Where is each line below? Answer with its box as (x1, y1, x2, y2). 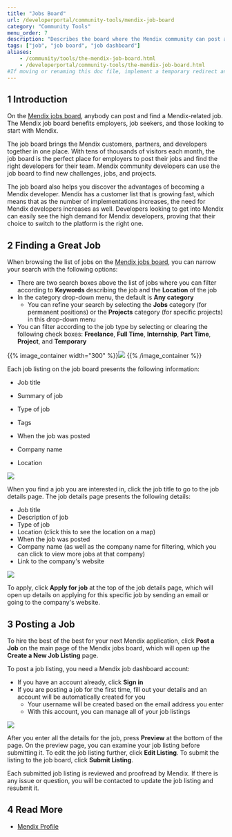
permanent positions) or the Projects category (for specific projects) (27, 308, 223, 317)
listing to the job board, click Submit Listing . (7, 755, 133, 764)
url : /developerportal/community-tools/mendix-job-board (7, 17, 175, 23)
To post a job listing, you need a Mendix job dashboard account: (7, 664, 190, 673)
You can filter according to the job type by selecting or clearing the (17, 323, 209, 331)
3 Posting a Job (7, 618, 75, 630)
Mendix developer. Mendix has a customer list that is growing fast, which (7, 190, 215, 198)
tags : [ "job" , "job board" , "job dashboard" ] (7, 42, 140, 49)
